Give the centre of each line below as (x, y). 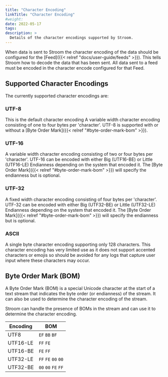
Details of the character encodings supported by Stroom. (72, 38)
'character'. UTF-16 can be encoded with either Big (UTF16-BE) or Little (79, 159)
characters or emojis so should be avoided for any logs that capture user (80, 255)
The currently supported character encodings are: (57, 96)
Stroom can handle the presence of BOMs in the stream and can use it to (80, 308)
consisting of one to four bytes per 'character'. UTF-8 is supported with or (82, 125)
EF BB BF (48, 335)
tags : (11, 29)
